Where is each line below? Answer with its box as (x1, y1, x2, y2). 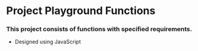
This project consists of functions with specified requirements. (6, 25, 192, 33)
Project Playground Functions (6, 4, 156, 18)
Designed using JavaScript (14, 38, 81, 45)
